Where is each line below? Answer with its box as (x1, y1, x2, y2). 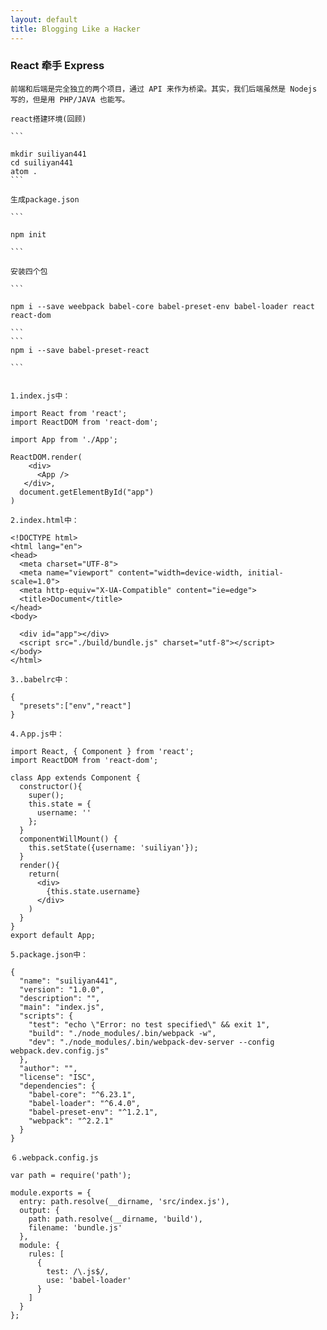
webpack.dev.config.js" (10, 1046, 110, 1056)
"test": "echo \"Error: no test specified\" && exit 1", (28, 1019, 271, 1030)
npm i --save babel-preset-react (10, 345, 150, 355)
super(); (28, 790, 65, 800)
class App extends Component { (10, 772, 141, 783)
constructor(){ (19, 781, 83, 791)
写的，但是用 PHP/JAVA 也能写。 (10, 94, 130, 105)
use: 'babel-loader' (46, 1275, 132, 1285)
